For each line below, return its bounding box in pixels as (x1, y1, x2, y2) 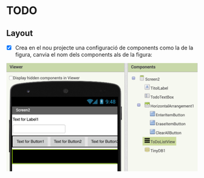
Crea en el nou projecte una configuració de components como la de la (15, 44, 194, 51)
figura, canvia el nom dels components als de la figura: (15, 51, 153, 59)
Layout (6, 28, 33, 38)
